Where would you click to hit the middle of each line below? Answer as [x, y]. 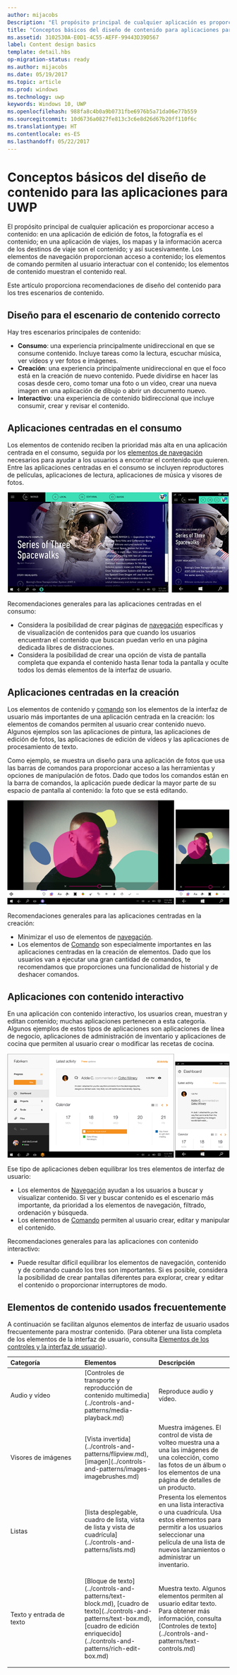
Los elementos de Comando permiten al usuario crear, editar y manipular [123, 1220]
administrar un [180, 1557]
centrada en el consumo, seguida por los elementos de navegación [105, 452]
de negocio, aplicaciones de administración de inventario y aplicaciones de [117, 1036]
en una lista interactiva [191, 1505]
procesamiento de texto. [43, 747]
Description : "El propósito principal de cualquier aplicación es [107, 22]
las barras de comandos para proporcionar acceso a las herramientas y [111, 768]
